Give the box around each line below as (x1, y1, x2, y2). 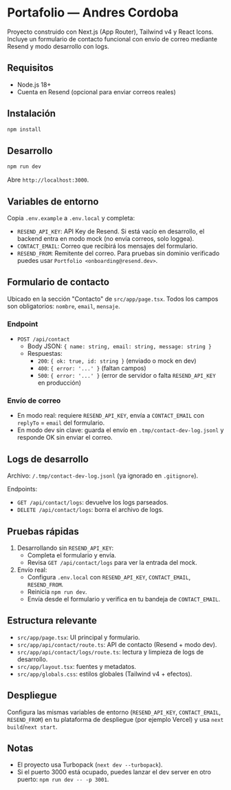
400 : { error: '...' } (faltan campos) (37, 364, 146, 372)
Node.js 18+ (16, 81, 52, 89)
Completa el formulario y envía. (27, 551, 117, 559)
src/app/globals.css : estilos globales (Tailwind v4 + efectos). (16, 670, 192, 678)
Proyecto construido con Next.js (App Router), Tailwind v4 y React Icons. (7, 28, 214, 36)
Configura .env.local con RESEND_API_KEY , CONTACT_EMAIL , (27, 573, 191, 581)
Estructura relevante (7, 615, 98, 627)
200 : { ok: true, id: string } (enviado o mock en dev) (37, 356, 197, 365)
